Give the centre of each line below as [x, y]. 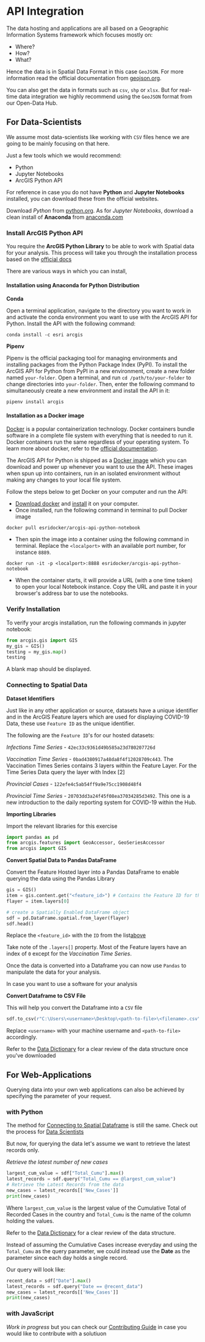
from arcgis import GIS [37, 849]
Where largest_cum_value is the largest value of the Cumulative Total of [96, 1208]
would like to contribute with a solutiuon [56, 1333]
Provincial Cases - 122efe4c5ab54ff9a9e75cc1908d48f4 [74, 784]
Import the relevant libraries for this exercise [62, 826]
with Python [25, 1112]
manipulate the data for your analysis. [54, 972]
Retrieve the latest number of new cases [57, 1162]
